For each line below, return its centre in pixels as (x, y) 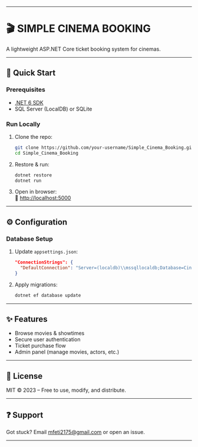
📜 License (24, 376)
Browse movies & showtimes (49, 333)
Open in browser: (36, 192)
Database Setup (29, 239)
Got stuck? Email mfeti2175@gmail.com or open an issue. (76, 432)
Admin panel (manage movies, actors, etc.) (67, 352)
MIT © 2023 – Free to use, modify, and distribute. (66, 390)
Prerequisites (26, 90)
